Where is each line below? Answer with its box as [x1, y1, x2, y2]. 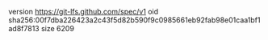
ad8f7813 [8, 24, 40, 33]
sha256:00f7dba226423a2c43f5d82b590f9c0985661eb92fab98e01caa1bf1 [8, 15, 261, 25]
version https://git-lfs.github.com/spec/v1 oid [8, 7, 159, 16]
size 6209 [40, 24, 75, 33]
